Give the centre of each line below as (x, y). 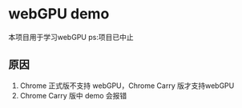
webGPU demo (59, 14)
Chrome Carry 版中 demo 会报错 (73, 95)
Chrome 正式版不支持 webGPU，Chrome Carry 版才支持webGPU (127, 86)
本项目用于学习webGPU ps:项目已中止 (71, 37)
